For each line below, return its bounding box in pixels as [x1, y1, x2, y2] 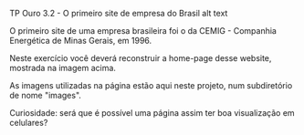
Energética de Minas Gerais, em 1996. [9, 36, 152, 46]
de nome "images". [9, 90, 82, 100]
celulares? [9, 118, 48, 128]
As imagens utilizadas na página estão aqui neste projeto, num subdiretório [9, 80, 293, 90]
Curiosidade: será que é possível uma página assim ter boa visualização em [9, 108, 295, 118]
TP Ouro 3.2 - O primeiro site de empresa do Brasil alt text [9, 8, 228, 18]
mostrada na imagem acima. [9, 63, 117, 73]
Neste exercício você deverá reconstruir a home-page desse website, [9, 53, 272, 63]
